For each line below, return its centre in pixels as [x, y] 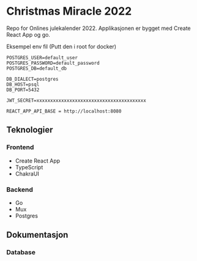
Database [21, 252]
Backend [20, 189]
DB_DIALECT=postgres [33, 79]
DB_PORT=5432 [23, 90]
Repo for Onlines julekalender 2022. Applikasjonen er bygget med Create [98, 28]
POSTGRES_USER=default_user [42, 57]
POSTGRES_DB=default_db [37, 68]
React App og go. [28, 34]
